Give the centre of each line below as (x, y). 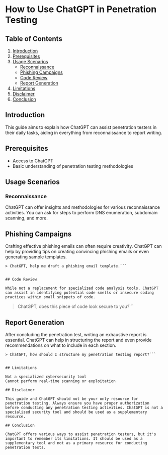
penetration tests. (26, 447)
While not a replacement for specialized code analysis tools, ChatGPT (82, 288)
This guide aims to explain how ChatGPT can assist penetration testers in (81, 127)
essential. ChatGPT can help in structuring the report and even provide (78, 340)
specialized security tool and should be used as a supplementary (76, 412)
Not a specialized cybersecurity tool (46, 377)
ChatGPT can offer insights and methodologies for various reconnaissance (82, 207)
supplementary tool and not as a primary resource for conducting (76, 443)
